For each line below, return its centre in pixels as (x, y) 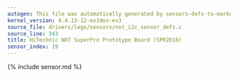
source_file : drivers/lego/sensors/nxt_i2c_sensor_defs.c (95, 27)
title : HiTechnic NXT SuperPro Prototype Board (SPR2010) (95, 40)
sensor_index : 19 (33, 47)
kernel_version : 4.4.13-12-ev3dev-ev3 (64, 20)
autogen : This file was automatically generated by (85, 14)
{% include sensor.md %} (45, 67)
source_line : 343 (33, 34)
